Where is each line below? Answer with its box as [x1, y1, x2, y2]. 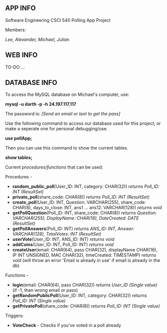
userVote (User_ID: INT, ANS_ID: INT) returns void [12, 236, 115, 243]
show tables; [5, 155, 33, 161]
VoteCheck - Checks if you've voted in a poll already [12, 323, 121, 329]
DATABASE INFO [5, 79, 58, 87]
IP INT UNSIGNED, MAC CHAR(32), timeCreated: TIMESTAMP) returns [12, 252, 157, 258]
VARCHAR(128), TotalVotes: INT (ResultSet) [12, 231, 102, 237]
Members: [5, 27, 26, 33]
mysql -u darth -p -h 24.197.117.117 [5, 101, 77, 107]
